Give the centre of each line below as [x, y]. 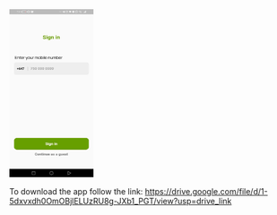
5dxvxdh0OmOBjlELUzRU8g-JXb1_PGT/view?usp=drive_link [121, 201]
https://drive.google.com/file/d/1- [206, 191]
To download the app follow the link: [76, 191]
